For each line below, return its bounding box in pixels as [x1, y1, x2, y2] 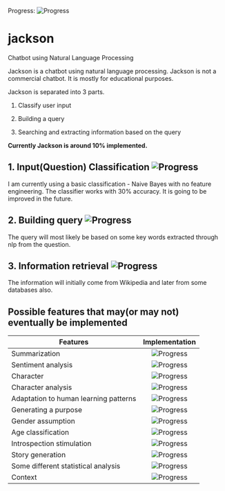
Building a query [17, 114, 65, 122]
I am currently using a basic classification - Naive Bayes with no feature [8, 180, 212, 188]
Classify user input [17, 101, 72, 109]
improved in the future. [8, 194, 73, 203]
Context [11, 472, 37, 482]
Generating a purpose [11, 405, 82, 415]
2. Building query [8, 214, 84, 226]
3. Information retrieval [8, 260, 109, 272]
